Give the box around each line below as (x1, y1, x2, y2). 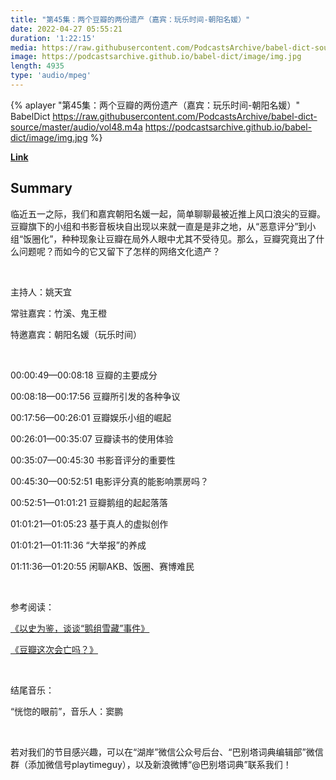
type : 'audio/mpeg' (10, 71, 92, 81)
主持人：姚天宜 (10, 286, 72, 298)
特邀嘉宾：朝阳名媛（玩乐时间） (10, 328, 142, 340)
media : (10, 42, 38, 53)
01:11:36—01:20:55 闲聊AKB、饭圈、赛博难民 (10, 560, 195, 572)
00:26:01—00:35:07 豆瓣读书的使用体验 (10, 432, 174, 445)
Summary (10, 180, 73, 197)
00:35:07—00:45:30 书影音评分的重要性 (10, 454, 176, 466)
